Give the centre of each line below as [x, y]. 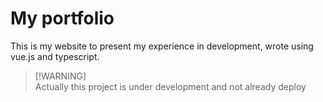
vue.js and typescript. [55, 56]
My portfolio [62, 18]
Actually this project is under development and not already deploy [170, 86]
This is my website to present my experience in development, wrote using [162, 46]
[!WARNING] [60, 76]
